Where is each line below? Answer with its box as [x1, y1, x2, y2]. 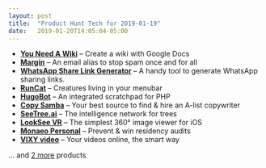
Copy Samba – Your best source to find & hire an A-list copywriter [19, 100, 241, 110]
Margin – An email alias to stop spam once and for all [19, 57, 198, 67]
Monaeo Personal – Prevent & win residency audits [19, 126, 192, 136]
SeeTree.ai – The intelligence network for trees [19, 109, 178, 119]
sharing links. [19, 74, 65, 85]
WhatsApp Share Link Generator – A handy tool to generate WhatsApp [19, 66, 259, 76]
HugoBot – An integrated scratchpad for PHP [19, 92, 171, 102]
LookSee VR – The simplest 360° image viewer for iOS [19, 118, 203, 128]
